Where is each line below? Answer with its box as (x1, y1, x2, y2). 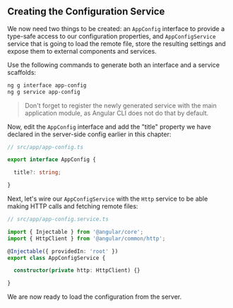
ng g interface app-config (7, 81, 87, 89)
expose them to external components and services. (7, 47, 157, 55)
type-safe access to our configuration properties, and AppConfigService (7, 32, 217, 40)
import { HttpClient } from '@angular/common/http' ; (7, 235, 166, 242)
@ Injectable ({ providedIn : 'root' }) (7, 247, 119, 255)
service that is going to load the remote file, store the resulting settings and (7, 39, 226, 48)
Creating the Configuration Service (7, 6, 165, 18)
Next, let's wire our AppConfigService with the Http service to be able (7, 194, 208, 203)
